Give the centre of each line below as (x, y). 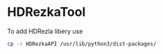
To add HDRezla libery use (45, 31)
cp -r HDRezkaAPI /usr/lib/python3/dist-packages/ (82, 44)
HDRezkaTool (46, 12)
